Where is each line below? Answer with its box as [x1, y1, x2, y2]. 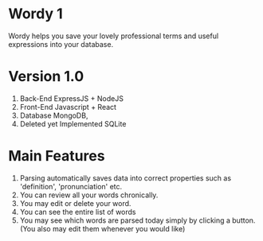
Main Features [8, 147, 105, 165]
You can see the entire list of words [19, 207, 136, 216]
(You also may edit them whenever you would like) [19, 224, 186, 233]
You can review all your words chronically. [19, 190, 159, 200]
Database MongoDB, [19, 111, 88, 120]
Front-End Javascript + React [19, 102, 117, 111]
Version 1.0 [8, 68, 84, 86]
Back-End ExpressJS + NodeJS [19, 93, 124, 103]
